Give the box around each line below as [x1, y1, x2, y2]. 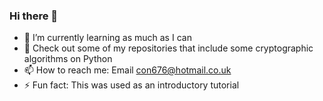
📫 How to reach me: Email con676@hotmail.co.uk [23, 64, 232, 76]
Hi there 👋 [9, 9, 59, 23]
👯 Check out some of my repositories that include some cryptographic [23, 42, 314, 54]
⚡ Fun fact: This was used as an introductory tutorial [23, 79, 240, 91]
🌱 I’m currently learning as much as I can [23, 32, 192, 44]
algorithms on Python [23, 53, 113, 65]
